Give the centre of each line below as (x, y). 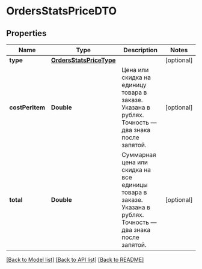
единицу (134, 85)
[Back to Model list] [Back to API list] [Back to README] (75, 260)
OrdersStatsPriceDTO (62, 11)
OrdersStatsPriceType (83, 60)
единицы (135, 185)
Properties (26, 33)
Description (140, 50)
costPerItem (27, 107)
